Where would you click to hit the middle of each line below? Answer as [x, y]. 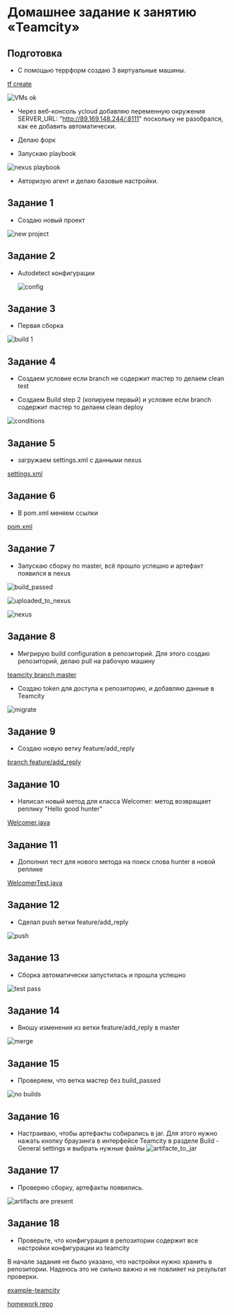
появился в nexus [44, 573]
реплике [30, 869]
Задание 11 [32, 845]
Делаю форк [37, 140]
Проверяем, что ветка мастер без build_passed [89, 1081]
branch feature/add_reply [44, 762]
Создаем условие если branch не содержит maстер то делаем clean [121, 379]
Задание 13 [33, 958]
